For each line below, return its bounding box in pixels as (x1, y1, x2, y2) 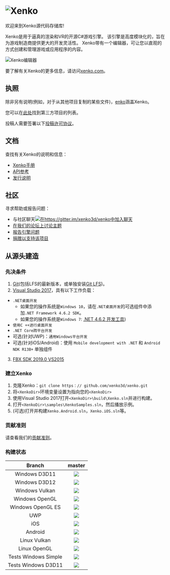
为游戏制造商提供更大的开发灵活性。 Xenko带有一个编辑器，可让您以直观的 (5, 40, 162, 46)
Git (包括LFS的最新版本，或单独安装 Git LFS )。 (12, 281, 108, 287)
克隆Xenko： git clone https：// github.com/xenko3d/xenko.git (12, 382, 148, 389)
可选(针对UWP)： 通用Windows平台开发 (12, 334, 88, 340)
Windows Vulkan (15, 487, 56, 494)
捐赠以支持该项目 (12, 235, 49, 241)
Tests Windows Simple (8, 553, 62, 560)
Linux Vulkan (20, 536, 51, 543)
